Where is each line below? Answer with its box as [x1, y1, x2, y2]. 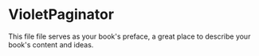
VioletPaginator [8, 6, 114, 24]
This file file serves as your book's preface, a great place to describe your [8, 32, 251, 41]
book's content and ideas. [8, 39, 94, 49]
